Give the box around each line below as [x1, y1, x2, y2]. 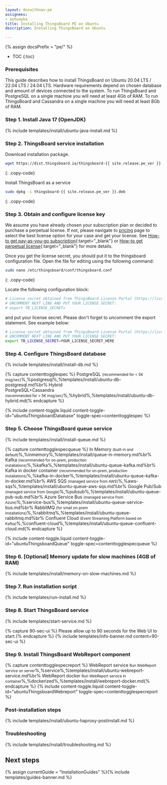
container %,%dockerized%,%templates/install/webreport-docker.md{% [5, 678, 150, 684]
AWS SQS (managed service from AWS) [46, 478, 118, 484]
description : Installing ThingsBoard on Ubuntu [5, 26, 106, 31]
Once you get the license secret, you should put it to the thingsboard [5, 253, 146, 259]
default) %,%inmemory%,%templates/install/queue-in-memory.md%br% [5, 452, 152, 458]
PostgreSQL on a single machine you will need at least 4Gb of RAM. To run [5, 93, 158, 99]
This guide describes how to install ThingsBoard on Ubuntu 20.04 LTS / [5, 77, 152, 83]
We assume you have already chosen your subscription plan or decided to [5, 222, 158, 228]
